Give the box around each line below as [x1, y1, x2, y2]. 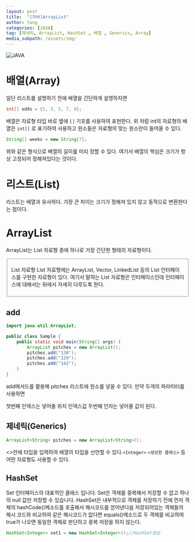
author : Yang [6, 19, 38, 25]
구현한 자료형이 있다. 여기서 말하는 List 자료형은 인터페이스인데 [22, 274, 164, 281]
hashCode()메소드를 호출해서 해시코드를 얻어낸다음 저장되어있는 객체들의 [16, 504, 184, 511]
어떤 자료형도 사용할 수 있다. [6, 455, 70, 462]
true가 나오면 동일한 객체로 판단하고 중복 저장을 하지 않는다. [6, 519, 141, 526]
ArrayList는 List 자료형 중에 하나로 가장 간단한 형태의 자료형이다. [6, 246, 153, 253]
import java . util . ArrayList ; [6, 323, 77, 329]
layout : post [6, 8, 38, 15]
